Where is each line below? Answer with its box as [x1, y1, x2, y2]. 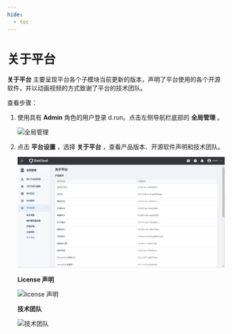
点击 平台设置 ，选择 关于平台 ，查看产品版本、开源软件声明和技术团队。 [17, 142, 224, 151]
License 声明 [17, 275, 55, 284]
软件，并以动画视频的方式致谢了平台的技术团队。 [7, 84, 146, 93]
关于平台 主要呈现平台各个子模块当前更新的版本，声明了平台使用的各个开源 [7, 75, 221, 84]
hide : [7, 11, 23, 18]
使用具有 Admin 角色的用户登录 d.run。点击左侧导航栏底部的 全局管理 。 [17, 113, 224, 122]
